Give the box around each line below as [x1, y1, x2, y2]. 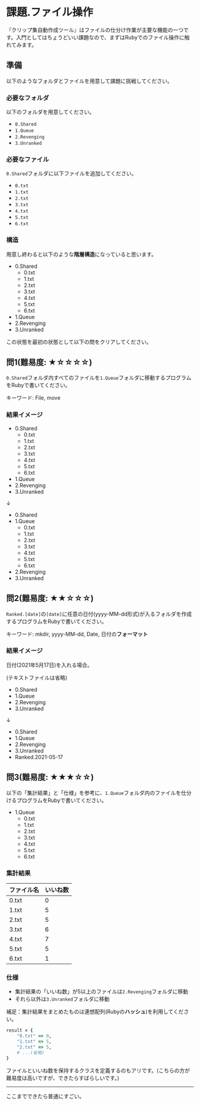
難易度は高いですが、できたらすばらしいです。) [6, 1074, 120, 1081]
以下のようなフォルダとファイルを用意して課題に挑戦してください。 [6, 77, 173, 84]
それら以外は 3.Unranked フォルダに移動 [14, 995, 110, 1002]
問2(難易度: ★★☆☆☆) [6, 593, 94, 603]
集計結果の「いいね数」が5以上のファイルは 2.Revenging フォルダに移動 [14, 988, 189, 995]
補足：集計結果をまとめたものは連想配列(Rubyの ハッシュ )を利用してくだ [6, 1008, 184, 1016]
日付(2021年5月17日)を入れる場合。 [6, 661, 93, 668]
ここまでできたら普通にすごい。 [6, 1092, 85, 1100]
